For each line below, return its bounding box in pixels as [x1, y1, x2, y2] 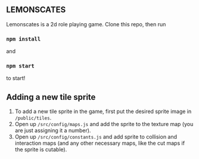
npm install [6, 35, 41, 42]
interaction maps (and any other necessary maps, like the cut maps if [14, 140, 185, 147]
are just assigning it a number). [14, 127, 91, 134]
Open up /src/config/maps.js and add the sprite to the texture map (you [14, 121, 194, 128]
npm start [6, 63, 35, 69]
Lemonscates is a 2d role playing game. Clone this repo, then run [6, 20, 166, 27]
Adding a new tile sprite [6, 92, 96, 102]
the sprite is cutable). [14, 146, 67, 153]
